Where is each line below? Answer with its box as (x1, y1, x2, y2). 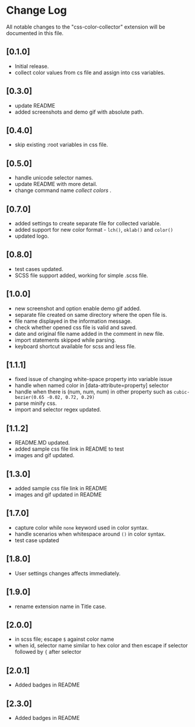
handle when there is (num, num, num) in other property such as (14, 388, 173, 395)
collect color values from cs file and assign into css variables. (14, 69, 165, 76)
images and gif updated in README (14, 491, 102, 498)
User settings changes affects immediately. (14, 569, 121, 577)
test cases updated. (14, 265, 63, 272)
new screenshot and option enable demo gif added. (14, 304, 141, 312)
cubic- (173, 389, 190, 395)
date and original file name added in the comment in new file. (14, 330, 165, 337)
